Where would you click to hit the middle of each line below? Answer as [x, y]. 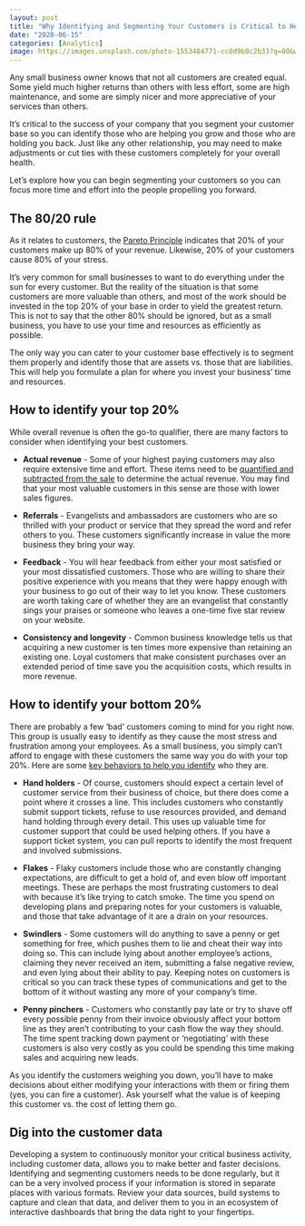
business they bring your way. [79, 544]
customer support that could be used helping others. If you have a [146, 831]
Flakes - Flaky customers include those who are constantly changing [152, 867]
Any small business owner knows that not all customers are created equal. [148, 77]
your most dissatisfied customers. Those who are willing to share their [154, 571]
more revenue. [50, 676]
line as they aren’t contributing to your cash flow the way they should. [153, 1028]
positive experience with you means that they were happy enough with [155, 581]
